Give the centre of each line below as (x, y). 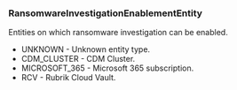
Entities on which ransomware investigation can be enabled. (118, 33)
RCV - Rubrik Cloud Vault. (68, 78)
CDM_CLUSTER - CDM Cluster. (78, 59)
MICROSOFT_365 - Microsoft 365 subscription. (107, 68)
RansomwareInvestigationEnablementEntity (106, 13)
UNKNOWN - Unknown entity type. (86, 49)
